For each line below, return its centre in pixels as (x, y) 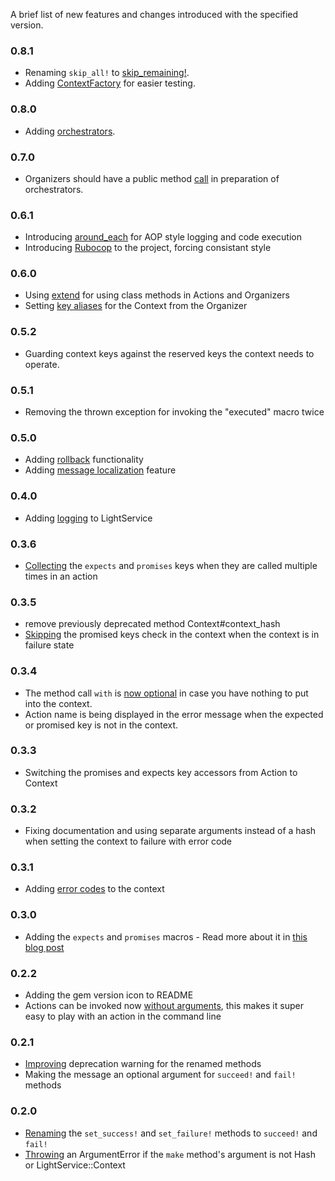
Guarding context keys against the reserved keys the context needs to (169, 353)
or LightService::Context (75, 1165)
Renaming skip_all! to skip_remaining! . (107, 73)
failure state (49, 645)
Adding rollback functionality (84, 460)
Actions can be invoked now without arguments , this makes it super (164, 1006)
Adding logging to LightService (88, 518)
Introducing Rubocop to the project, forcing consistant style (148, 248)
